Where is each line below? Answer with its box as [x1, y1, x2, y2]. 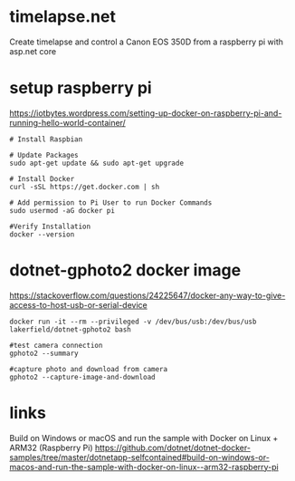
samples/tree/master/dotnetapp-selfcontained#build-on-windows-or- [9, 451, 270, 463]
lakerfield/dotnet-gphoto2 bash [9, 324, 131, 334]
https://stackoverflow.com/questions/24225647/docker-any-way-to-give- [9, 290, 286, 301]
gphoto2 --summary [9, 349, 79, 358]
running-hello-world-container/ [9, 117, 127, 128]
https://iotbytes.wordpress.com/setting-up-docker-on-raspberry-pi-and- [9, 107, 282, 119]
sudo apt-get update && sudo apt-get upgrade [9, 159, 184, 168]
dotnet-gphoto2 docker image [9, 260, 242, 281]
